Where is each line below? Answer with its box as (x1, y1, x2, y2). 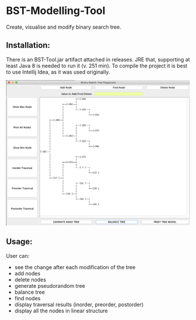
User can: (6, 252, 30, 259)
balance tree (14, 288, 45, 295)
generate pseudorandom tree (14, 282, 86, 289)
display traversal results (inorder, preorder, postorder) (14, 301, 144, 308)
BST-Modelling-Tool (6, 4, 106, 18)
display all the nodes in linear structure (14, 307, 108, 314)
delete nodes (14, 276, 47, 283)
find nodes (14, 294, 41, 302)
